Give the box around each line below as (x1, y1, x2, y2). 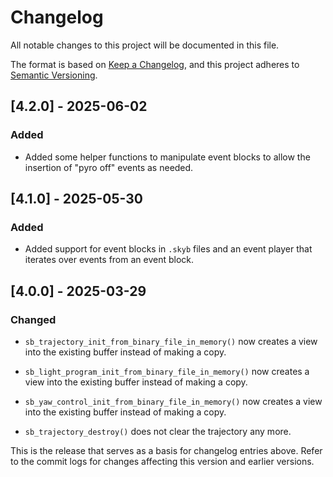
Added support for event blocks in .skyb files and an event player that (24, 243, 313, 255)
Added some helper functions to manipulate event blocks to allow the (24, 151, 311, 163)
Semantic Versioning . (10, 69, 98, 81)
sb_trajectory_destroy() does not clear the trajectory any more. (24, 426, 292, 437)
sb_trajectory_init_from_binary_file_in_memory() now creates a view (24, 336, 318, 347)
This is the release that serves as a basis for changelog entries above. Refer (10, 445, 323, 456)
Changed (10, 312, 57, 326)
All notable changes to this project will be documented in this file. (10, 39, 280, 51)
